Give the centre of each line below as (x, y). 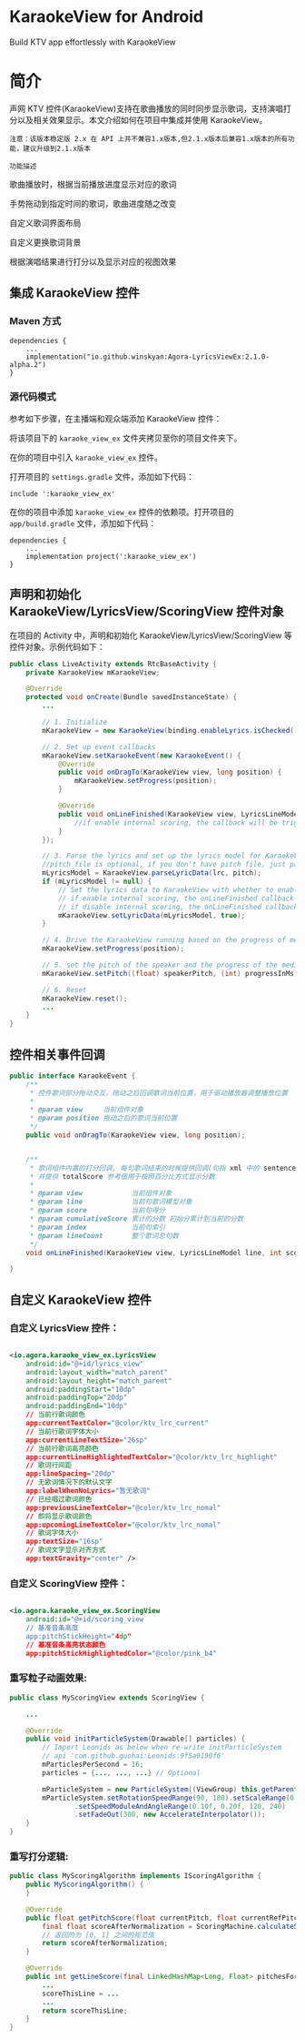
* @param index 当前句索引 (98, 1227)
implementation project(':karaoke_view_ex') (111, 556)
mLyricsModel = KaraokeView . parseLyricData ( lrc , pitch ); (152, 873)
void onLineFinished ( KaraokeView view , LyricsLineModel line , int (154, 1253)
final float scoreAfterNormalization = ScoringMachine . (150, 1926)
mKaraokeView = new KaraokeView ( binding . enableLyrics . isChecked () (170, 730)
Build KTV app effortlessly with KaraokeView (93, 42)
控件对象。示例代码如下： (57, 646)
